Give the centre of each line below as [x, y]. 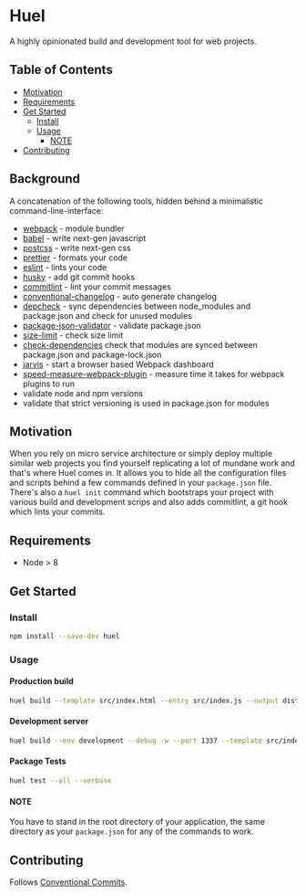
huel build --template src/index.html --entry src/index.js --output [144, 701]
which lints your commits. [57, 511]
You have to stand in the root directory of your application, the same [138, 822]
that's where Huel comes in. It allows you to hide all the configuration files [148, 473]
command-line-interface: [56, 210]
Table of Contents [61, 70]
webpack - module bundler [73, 228]
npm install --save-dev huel [65, 636]
